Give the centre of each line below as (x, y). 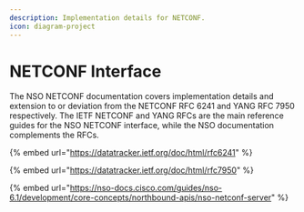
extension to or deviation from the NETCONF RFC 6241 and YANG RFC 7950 (152, 106)
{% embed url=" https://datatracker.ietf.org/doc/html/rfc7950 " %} (132, 170)
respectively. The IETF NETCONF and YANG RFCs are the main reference (147, 116)
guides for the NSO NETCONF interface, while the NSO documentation (142, 126)
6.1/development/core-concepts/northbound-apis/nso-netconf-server (141, 197)
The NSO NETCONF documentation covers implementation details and (142, 96)
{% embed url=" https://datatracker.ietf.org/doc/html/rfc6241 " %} (131, 153)
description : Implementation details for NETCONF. (107, 18)
